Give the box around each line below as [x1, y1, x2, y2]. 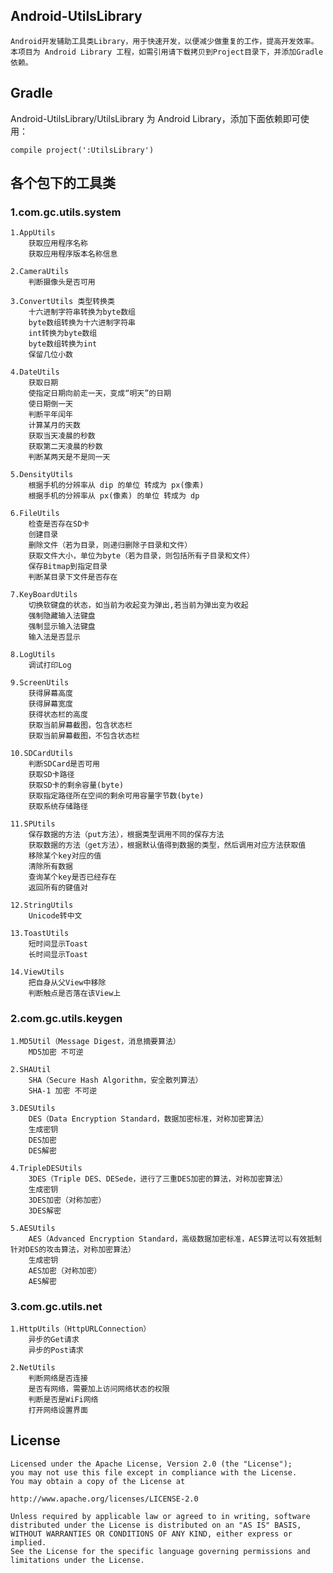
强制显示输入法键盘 [28, 622, 96, 632]
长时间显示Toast [28, 950, 88, 960]
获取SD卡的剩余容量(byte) [28, 780, 125, 791]
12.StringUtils [10, 900, 74, 911]
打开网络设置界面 [28, 1405, 88, 1415]
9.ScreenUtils [10, 678, 70, 688]
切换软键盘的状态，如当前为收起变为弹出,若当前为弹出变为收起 [28, 600, 249, 611]
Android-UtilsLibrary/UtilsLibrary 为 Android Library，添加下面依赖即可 [10, 112, 301, 124]
